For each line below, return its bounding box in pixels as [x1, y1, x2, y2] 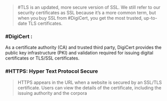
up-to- [143, 15, 157, 21]
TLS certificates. [28, 20, 63, 26]
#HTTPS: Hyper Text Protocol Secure [5, 68, 98, 75]
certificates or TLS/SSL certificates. [5, 55, 80, 61]
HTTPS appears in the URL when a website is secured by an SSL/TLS [17, 79, 162, 85]
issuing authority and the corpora [17, 90, 87, 96]
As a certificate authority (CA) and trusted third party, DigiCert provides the [5, 44, 162, 50]
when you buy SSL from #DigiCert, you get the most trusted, [17, 15, 143, 21]
